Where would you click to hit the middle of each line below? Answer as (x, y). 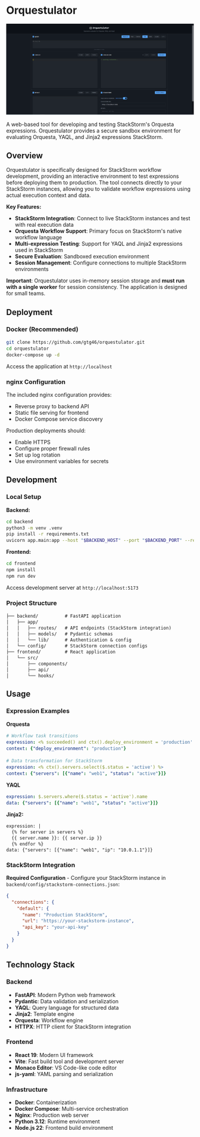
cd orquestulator (28, 349)
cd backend (20, 522)
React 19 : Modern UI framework (54, 1055)
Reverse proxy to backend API (52, 406)
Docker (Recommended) (42, 329)
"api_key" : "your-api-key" (55, 928)
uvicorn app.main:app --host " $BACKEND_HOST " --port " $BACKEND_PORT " (94, 541)
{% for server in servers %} (48, 832)
